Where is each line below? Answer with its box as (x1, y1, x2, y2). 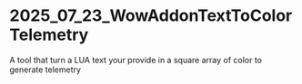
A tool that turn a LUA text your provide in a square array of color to (9, 54, 262, 65)
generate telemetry (9, 64, 82, 75)
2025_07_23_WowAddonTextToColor (9, 5, 293, 26)
